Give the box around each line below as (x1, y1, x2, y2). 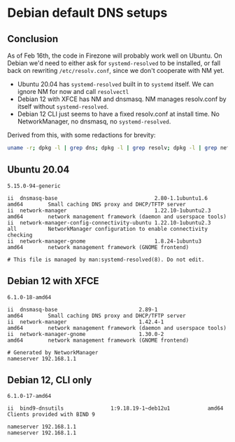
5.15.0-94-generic (7, 182, 61, 189)
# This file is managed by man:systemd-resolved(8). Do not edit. (7, 256, 205, 263)
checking (7, 232, 33, 239)
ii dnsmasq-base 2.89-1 (7, 306, 158, 313)
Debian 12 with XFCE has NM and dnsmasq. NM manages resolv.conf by (17, 95, 227, 103)
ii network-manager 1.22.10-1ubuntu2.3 (7, 207, 211, 214)
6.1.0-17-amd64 (7, 393, 52, 400)
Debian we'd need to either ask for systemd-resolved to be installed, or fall (7, 59, 221, 67)
